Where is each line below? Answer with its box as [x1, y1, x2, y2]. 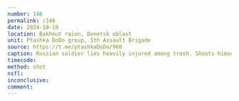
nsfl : [7, 70, 23, 77]
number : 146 [7, 10, 43, 18]
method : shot [7, 63, 46, 70]
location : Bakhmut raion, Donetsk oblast [7, 30, 132, 38]
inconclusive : [7, 76, 50, 84]
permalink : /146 [7, 17, 55, 24]
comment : [7, 83, 33, 90]
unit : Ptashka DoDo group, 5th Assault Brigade [7, 37, 152, 44]
